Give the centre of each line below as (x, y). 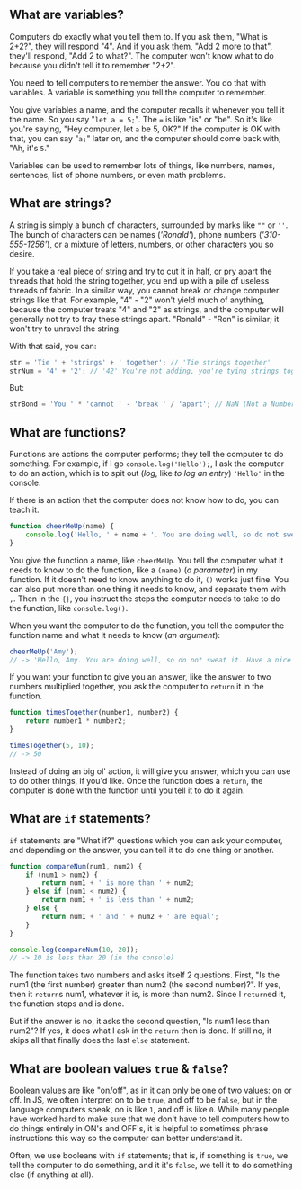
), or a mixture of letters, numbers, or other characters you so (160, 244)
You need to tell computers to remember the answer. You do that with (138, 82)
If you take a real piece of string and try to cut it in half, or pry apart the (141, 271)
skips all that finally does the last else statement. (100, 1040)
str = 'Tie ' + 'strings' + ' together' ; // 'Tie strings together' (140, 362)
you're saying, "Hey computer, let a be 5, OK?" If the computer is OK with (145, 129)
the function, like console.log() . (69, 608)
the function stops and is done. (67, 1004)
